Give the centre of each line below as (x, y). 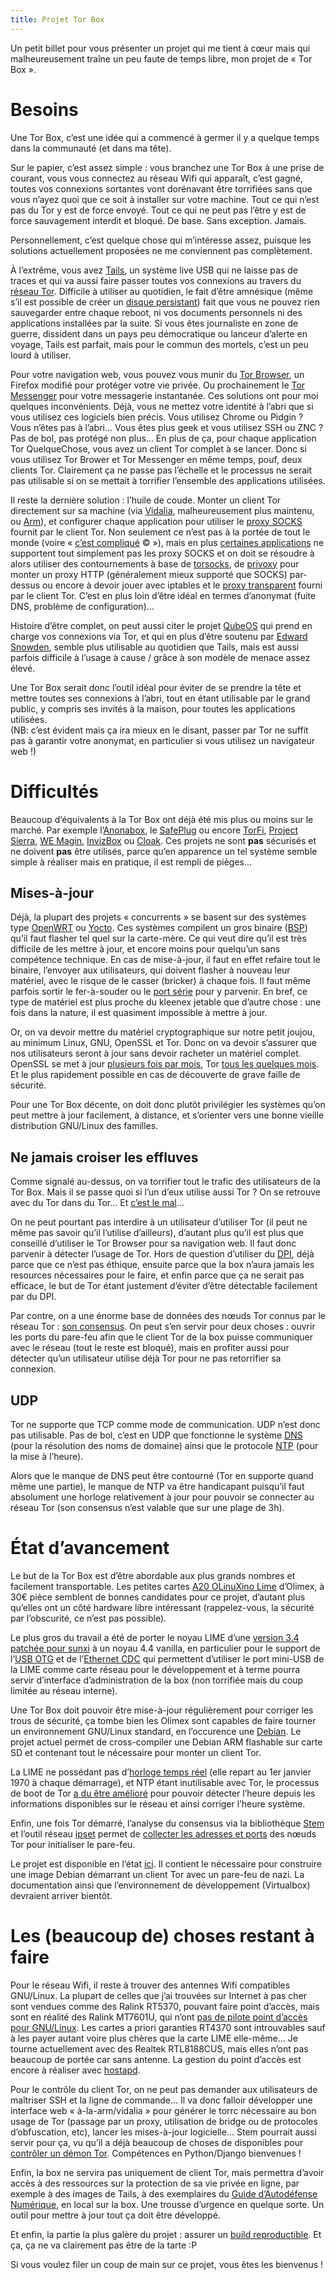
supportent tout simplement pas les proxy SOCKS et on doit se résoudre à (162, 553)
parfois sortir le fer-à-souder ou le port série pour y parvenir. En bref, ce (159, 992)
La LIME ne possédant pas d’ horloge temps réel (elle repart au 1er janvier (161, 1772)
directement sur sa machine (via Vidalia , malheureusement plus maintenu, (162, 510)
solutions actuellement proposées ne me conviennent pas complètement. (161, 250)
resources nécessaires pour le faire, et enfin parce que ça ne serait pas (157, 1275)
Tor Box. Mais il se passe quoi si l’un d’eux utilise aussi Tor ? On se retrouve (165, 1192)
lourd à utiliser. (41, 355)
